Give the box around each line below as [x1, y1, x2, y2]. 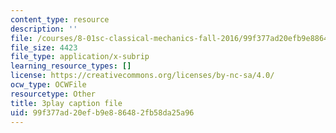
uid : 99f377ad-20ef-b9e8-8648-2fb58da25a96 [10, 107, 195, 118]
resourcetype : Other [10, 89, 97, 99]
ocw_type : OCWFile [10, 80, 87, 90]
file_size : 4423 [10, 42, 78, 53]
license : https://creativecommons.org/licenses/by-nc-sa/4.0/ [10, 71, 275, 81]
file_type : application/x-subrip [10, 52, 150, 62]
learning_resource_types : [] [10, 61, 132, 71]
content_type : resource [10, 14, 110, 25]
